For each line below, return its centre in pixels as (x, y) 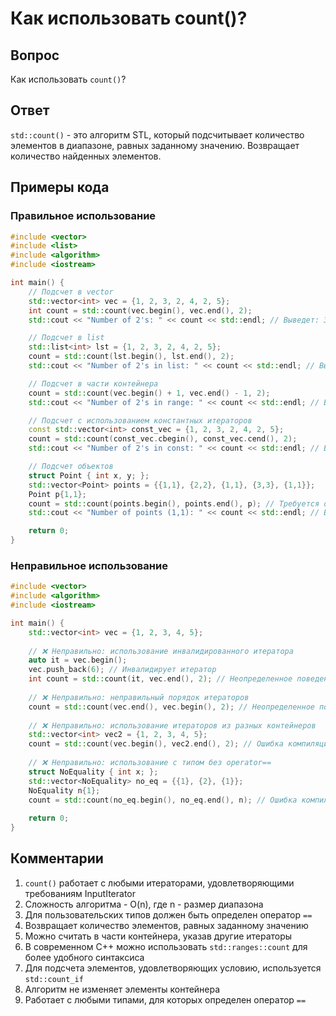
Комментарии (57, 858)
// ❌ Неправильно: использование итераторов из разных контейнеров (172, 725)
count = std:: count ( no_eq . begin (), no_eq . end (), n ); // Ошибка (163, 800)
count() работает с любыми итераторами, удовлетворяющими (159, 883)
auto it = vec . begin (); (78, 660)
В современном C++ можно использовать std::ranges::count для (166, 946)
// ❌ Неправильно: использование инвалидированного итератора (161, 651)
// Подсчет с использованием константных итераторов (140, 420)
